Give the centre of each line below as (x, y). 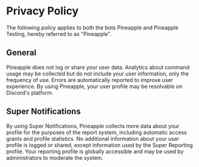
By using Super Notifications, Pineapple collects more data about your (93, 126)
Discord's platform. (30, 92)
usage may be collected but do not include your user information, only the (98, 74)
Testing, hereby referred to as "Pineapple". (59, 34)
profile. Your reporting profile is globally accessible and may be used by (95, 151)
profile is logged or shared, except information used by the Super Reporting (99, 145)
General (22, 53)
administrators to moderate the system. (55, 157)
